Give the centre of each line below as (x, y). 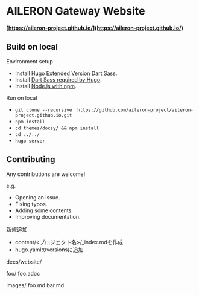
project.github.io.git (43, 115)
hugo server (30, 141)
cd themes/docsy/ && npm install (57, 128)
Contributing (31, 159)
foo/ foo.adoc (23, 273)
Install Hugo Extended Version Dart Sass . (66, 73)
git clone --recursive (43, 110)
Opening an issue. (37, 197)
